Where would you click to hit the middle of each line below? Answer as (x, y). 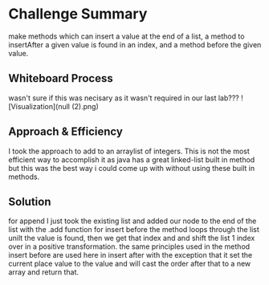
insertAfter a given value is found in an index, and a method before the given (135, 44)
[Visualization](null (39, 106)
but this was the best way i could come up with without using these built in (132, 168)
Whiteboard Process (61, 78)
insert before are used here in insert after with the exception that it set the (130, 255)
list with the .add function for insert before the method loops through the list (134, 230)
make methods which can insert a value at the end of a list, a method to (126, 36)
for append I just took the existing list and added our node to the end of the (132, 221)
